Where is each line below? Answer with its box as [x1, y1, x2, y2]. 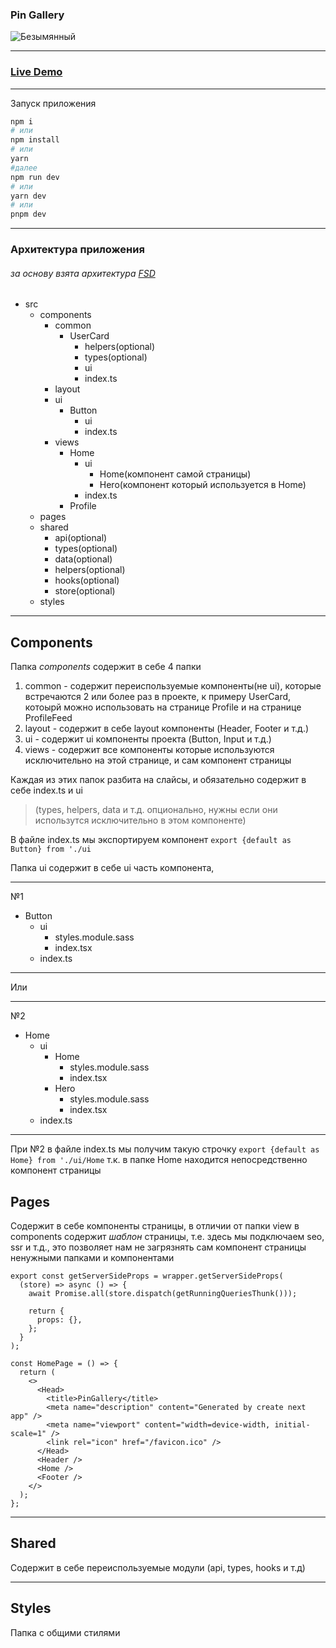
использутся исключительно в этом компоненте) [34, 814, 247, 827]
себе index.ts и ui [10, 784, 83, 797]
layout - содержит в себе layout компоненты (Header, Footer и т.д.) [24, 723, 310, 735]
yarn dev [10, 191, 47, 201]
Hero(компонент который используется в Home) [99, 479, 307, 491]
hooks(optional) [54, 574, 120, 587]
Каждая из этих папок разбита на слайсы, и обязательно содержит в [10, 774, 307, 786]
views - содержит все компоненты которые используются [24, 744, 275, 756]
